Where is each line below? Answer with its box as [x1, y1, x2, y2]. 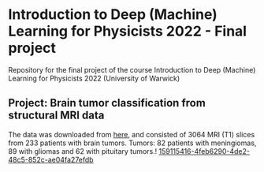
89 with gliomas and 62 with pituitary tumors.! [8, 146, 158, 155]
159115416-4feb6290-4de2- [158, 146, 251, 155]
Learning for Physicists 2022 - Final [8, 22, 247, 40]
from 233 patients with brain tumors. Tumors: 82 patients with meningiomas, [8, 138, 257, 148]
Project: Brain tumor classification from [8, 96, 206, 110]
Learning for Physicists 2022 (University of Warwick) [8, 73, 180, 83]
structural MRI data [8, 109, 105, 122]
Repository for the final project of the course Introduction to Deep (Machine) [8, 65, 256, 74]
